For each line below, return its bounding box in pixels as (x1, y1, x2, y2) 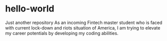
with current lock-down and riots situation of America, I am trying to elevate (5, 24, 161, 30)
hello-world (5, 3, 55, 14)
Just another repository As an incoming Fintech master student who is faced (5, 19, 163, 25)
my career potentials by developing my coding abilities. (5, 30, 119, 36)
